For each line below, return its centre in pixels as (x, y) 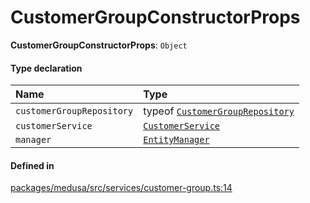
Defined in (32, 165)
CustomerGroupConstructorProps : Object (99, 45)
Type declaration (46, 68)
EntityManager (176, 140)
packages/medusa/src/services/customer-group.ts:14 (121, 188)
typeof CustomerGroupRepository (219, 111)
